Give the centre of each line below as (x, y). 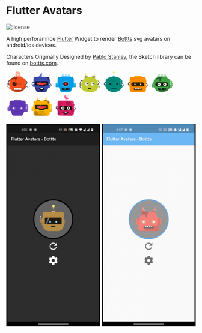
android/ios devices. (32, 45)
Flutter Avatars (44, 10)
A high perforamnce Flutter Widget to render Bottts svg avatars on (88, 38)
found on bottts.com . (32, 63)
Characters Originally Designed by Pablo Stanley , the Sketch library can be (99, 56)
